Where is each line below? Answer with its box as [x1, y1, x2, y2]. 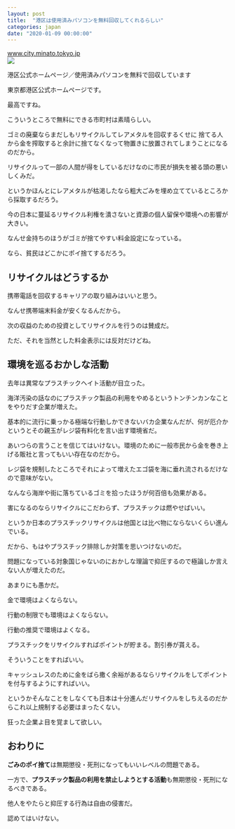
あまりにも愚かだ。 [7, 580, 63, 589]
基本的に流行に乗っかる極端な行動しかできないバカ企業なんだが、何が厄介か [7, 417, 229, 426]
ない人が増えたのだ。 [7, 566, 69, 574]
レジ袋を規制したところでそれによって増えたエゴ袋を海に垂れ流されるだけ [7, 464, 222, 473]
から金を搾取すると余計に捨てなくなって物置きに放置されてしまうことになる [7, 139, 228, 148]
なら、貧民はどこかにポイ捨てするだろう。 [7, 249, 130, 257]
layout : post [7, 10, 46, 18]
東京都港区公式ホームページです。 [7, 86, 105, 94]
